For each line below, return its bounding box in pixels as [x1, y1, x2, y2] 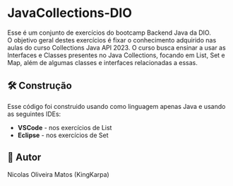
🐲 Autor [7, 151, 42, 163]
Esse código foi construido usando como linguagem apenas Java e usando [7, 102, 226, 110]
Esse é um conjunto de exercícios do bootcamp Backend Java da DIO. [7, 28, 212, 37]
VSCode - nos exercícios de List [17, 123, 112, 132]
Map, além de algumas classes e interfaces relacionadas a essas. [7, 58, 198, 66]
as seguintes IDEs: [7, 110, 61, 118]
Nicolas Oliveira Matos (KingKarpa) [7, 170, 109, 178]
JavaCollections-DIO [7, 5, 133, 21]
